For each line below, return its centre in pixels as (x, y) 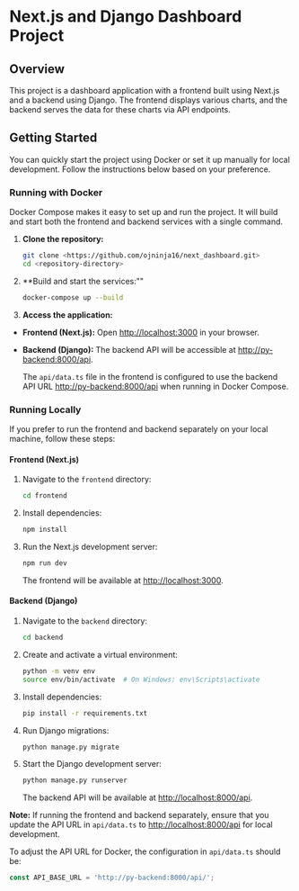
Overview (37, 69)
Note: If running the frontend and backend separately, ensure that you (139, 815)
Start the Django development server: (92, 764)
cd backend (43, 638)
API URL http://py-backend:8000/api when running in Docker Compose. (155, 386)
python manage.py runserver (75, 780)
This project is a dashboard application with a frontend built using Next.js (145, 90)
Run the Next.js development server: (90, 546)
